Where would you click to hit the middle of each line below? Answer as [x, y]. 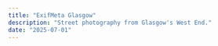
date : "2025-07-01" [40, 30]
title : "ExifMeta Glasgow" [52, 15]
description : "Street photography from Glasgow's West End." [110, 23]
